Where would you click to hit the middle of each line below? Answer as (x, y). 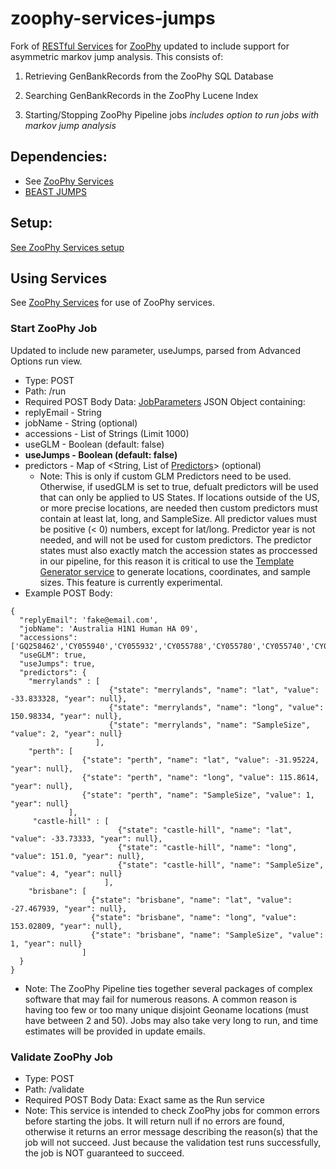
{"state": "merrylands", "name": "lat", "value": (214, 690)
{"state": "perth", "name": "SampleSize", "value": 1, (198, 795)
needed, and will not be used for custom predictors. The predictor (175, 539)
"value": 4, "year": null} (66, 873)
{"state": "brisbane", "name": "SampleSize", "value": (207, 935)
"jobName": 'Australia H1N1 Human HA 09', (109, 628)
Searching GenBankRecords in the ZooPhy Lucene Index (141, 95)
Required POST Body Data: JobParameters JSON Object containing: (165, 401)
